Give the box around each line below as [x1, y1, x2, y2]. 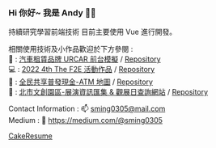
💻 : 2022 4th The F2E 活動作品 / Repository [8, 65, 155, 74]
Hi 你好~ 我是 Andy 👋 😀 [8, 6, 96, 18]
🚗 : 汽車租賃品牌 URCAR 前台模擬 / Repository [8, 54, 161, 64]
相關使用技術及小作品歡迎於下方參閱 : [8, 44, 133, 54]
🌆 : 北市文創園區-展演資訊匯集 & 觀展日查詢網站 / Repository [8, 87, 209, 97]
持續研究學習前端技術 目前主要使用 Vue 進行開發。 [8, 27, 176, 37]
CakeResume [8, 131, 53, 141]
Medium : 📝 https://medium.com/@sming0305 [8, 116, 163, 125]
